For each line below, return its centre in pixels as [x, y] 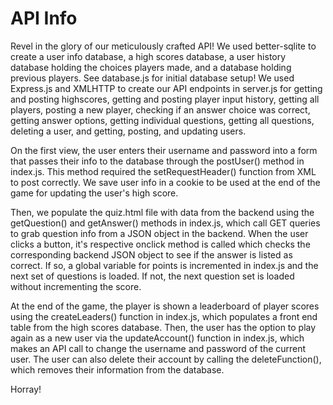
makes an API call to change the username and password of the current [158, 348]
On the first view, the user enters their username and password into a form [164, 150]
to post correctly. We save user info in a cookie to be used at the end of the [165, 182]
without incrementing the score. [76, 286]
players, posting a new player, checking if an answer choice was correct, [160, 109]
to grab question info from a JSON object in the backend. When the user [159, 233]
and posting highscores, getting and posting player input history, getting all [165, 99]
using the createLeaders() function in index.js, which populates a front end [164, 316]
